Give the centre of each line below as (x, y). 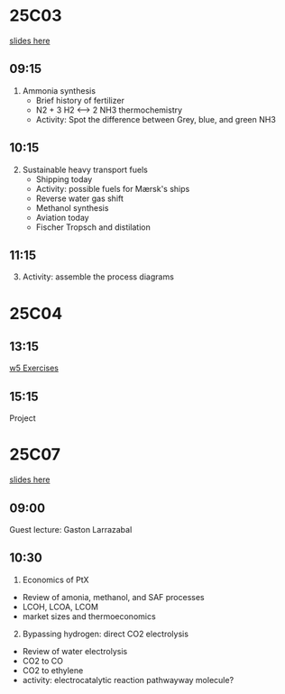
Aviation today (62, 217)
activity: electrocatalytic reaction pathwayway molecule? (128, 680)
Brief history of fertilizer (80, 100)
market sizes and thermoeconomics (89, 616)
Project (23, 418)
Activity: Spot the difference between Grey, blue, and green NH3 (156, 119)
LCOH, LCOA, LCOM (60, 607)
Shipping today (64, 179)
